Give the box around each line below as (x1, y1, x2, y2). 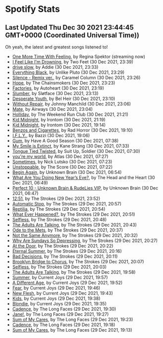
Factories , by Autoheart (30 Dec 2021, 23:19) (12, 85, 105, 91)
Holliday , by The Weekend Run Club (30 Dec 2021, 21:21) (12, 111, 129, 117)
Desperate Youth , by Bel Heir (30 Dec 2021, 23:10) (12, 96, 115, 101)
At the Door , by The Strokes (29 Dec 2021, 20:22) (12, 243, 113, 248)
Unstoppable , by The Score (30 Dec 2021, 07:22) (12, 164, 113, 170)
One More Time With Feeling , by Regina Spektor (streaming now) (12, 53, 145, 59)
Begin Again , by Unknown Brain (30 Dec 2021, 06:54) (12, 169, 122, 175)
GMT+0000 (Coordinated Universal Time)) (5, 31, 140, 39)
